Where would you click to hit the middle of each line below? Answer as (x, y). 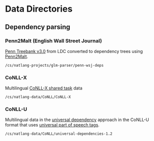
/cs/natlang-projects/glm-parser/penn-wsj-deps (55, 65)
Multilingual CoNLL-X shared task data (44, 88)
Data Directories (39, 9)
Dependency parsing (38, 27)
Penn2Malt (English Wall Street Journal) (54, 41)
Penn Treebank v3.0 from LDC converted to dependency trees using (74, 51)
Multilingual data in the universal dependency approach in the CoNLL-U (77, 120)
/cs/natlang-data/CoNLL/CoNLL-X (38, 97)
